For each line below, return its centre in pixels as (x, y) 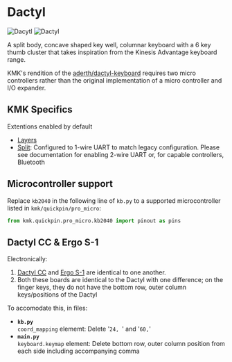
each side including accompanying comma (78, 351)
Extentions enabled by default (50, 126)
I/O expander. (27, 88)
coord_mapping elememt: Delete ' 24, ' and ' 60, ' (84, 329)
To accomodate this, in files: (47, 308)
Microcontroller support (60, 184)
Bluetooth (31, 162)
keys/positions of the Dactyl (57, 295)
